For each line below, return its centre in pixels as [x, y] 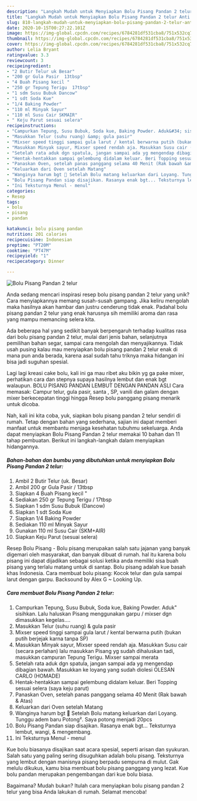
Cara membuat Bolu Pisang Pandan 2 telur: [61, 593]
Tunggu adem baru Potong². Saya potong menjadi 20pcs [84, 719]
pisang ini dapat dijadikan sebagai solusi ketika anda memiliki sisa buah [93, 561]
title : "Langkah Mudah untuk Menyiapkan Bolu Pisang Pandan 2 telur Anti [98, 17]
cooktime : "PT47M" [29, 250]
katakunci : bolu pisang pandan [45, 229]
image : [15, 33]
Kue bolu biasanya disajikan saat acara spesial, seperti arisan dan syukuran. [98, 749]
